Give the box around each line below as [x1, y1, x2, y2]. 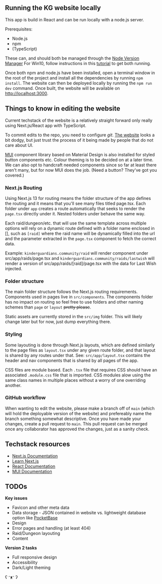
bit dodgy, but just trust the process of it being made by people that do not [5, 137, 154, 143]
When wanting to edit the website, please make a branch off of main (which [5, 405, 155, 411]
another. [5, 382, 22, 388]
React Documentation [12, 463, 56, 469]
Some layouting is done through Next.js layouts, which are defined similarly [5, 342, 155, 348]
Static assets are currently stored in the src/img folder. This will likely [5, 314, 143, 320]
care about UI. [5, 142, 33, 148]
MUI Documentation [12, 468, 52, 474]
